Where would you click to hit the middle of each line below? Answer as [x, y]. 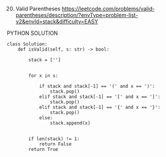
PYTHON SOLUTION [32, 33]
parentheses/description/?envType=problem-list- [77, 15]
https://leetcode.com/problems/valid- [108, 9]
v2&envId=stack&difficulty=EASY [57, 21]
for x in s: [44, 76]
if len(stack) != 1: [54, 139]
